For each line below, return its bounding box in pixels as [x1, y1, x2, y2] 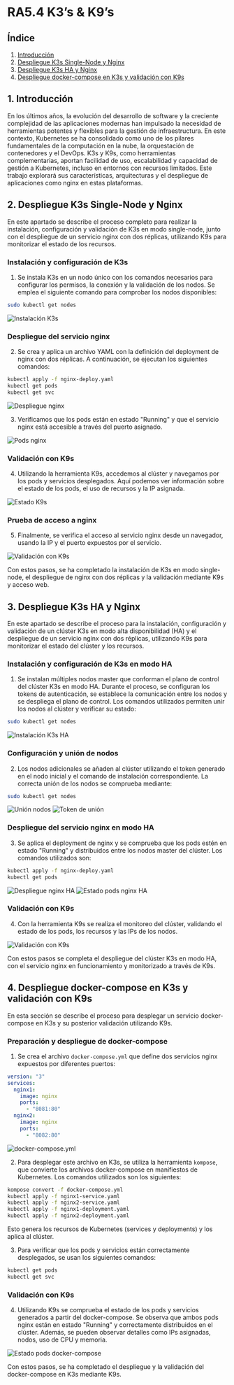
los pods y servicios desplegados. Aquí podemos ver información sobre [17, 477, 225, 485]
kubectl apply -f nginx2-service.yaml [7, 1199, 120, 1207]
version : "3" [7, 1073, 45, 1080]
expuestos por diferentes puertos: [17, 1059, 116, 1067]
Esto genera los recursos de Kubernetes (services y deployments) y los [7, 1225, 213, 1233]
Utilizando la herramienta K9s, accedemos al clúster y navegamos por [17, 469, 219, 478]
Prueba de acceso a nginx [7, 515, 97, 525]
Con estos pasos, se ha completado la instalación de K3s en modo [7, 566, 199, 574]
